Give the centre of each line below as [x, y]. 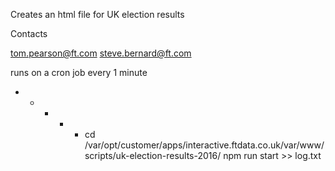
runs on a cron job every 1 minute [79, 72]
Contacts [29, 33]
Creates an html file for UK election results [97, 14]
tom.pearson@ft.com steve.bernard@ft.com [101, 53]
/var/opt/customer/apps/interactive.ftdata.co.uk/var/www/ [204, 145]
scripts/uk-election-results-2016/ [153, 155]
